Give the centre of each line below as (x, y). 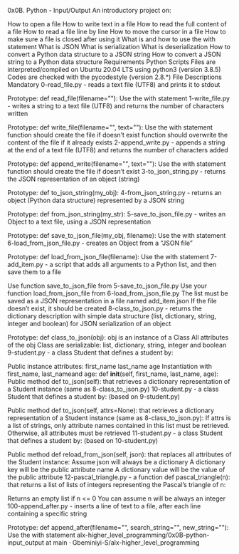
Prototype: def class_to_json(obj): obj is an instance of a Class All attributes (118, 337)
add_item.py (26, 264)
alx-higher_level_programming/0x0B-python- (143, 535)
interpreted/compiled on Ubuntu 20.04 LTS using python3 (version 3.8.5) (114, 69)
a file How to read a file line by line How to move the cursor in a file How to (117, 32)
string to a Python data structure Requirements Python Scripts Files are (112, 62)
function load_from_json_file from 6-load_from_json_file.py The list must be (118, 293)
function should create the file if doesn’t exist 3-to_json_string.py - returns (117, 171)
